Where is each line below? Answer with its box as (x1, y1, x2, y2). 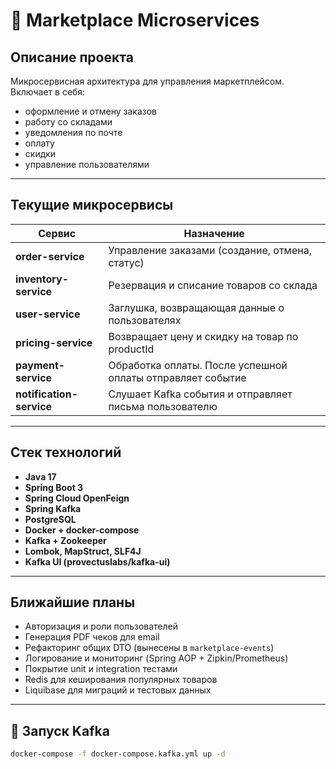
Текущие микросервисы (10, 197, 174, 214)
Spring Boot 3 (24, 481, 84, 493)
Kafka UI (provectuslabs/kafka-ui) (24, 555, 171, 568)
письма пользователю (108, 399, 218, 413)
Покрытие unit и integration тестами (24, 663, 178, 675)
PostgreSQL (24, 513, 77, 525)
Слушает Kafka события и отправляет (108, 387, 293, 401)
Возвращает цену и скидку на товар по (108, 329, 299, 343)
